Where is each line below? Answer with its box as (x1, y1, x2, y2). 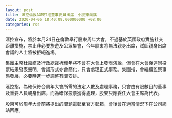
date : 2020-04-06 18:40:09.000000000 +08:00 (5, 17, 102, 22)
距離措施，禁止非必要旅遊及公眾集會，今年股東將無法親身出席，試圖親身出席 (5, 43, 167, 49)
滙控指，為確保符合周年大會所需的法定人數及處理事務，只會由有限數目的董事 (5, 84, 167, 90)
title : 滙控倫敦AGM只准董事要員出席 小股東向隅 (5, 12, 97, 17)
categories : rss (5, 21, 40, 27)
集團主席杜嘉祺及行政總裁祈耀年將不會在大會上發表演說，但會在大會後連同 (5, 60, 162, 66)
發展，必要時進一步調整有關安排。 (9, 73, 82, 79)
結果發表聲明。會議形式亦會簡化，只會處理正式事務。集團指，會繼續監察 (9, 66, 162, 73)
